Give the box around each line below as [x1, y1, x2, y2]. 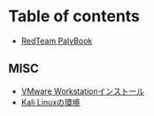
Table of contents [8, 6, 141, 27]
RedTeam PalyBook [20, 35, 93, 46]
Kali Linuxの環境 [20, 97, 81, 107]
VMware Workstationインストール [20, 86, 145, 97]
